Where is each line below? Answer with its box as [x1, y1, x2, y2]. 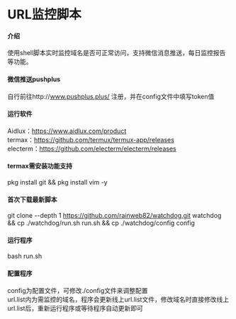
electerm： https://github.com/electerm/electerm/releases [7, 144, 176, 153]
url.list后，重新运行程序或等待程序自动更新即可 [7, 303, 143, 312]
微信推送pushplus [7, 75, 61, 83]
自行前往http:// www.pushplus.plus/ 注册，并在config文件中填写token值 [7, 92, 215, 100]
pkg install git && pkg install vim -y [7, 178, 108, 186]
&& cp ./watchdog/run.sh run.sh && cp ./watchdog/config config [7, 219, 195, 227]
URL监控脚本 [7, 6, 82, 23]
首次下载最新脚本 [7, 195, 57, 204]
